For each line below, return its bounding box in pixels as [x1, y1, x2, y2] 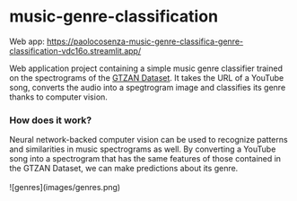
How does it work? [9, 114, 92, 127]
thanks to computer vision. [9, 92, 108, 102]
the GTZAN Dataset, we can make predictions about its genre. [9, 163, 239, 174]
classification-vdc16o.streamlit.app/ [9, 45, 142, 56]
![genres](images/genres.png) [9, 182, 121, 193]
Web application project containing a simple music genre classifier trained [9, 63, 283, 74]
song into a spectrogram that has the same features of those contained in [9, 153, 281, 164]
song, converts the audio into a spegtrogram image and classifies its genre [9, 82, 286, 92]
